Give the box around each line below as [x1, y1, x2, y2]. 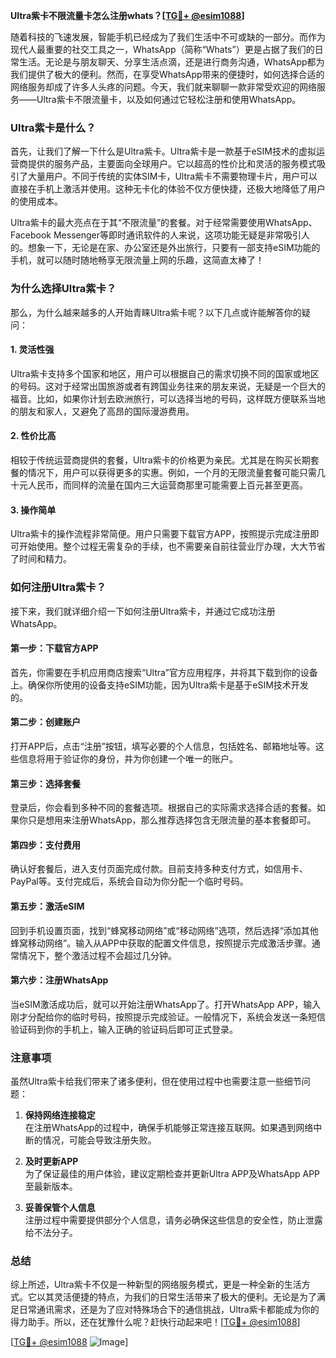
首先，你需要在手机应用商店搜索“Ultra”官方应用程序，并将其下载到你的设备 [10, 666, 318, 678]
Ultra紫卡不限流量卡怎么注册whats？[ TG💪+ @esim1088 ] [10, 10, 245, 21]
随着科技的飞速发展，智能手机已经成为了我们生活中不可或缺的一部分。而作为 [10, 31, 326, 43]
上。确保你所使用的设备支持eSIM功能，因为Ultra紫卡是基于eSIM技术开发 [10, 679, 309, 691]
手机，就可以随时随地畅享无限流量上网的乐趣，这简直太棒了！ [10, 254, 265, 266]
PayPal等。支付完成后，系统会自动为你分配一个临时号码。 [10, 875, 249, 888]
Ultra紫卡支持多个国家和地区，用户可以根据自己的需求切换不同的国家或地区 [10, 367, 320, 379]
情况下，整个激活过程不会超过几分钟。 [18, 949, 177, 961]
